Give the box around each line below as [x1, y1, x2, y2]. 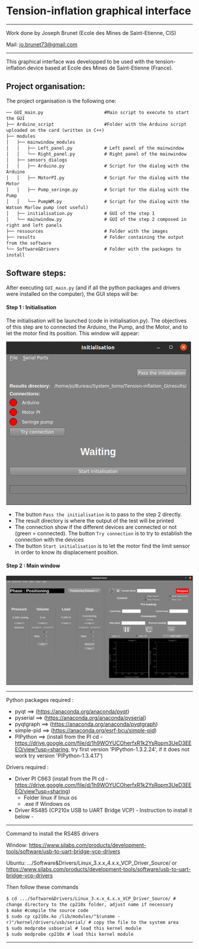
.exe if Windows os [23, 800, 70, 807]
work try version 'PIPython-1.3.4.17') [14, 752, 103, 759]
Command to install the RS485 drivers [6, 830, 99, 837]
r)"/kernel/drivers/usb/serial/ [6, 919, 86, 925]
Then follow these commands [6, 883, 79, 890]
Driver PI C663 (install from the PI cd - [14, 775, 108, 782]
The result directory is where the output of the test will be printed [14, 517, 174, 524]
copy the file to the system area [94, 919, 179, 925]
